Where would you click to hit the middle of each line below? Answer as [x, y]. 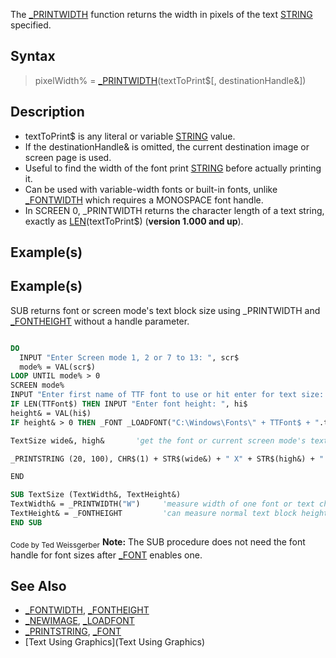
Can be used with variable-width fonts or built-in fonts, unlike [151, 189]
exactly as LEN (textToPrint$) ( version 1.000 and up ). [134, 221]
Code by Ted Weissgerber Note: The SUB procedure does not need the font [158, 542]
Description [47, 112]
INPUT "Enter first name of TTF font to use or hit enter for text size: [167, 395]
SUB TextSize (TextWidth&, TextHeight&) [96, 495]
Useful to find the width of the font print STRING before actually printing [173, 168]
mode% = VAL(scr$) [58, 367]
